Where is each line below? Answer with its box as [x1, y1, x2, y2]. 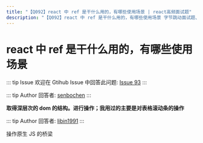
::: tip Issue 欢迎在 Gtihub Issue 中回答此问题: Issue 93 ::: [6, 79, 147, 86]
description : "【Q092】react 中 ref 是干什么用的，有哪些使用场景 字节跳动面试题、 [6, 15, 201, 21]
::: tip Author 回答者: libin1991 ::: [6, 118, 85, 125]
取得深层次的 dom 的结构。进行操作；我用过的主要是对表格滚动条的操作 [6, 104, 184, 112]
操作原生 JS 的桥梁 [6, 130, 53, 138]
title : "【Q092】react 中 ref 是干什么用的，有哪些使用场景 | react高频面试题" [6, 8, 192, 15]
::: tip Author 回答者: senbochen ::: [6, 91, 92, 99]
